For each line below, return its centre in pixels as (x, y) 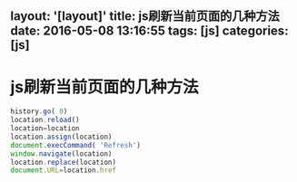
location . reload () (45, 120)
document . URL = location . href (64, 170)
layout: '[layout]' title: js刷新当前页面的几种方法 (145, 16)
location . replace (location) (64, 162)
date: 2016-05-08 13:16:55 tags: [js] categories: (149, 31)
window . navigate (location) (61, 153)
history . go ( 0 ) (39, 111)
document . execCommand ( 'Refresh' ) (76, 145)
